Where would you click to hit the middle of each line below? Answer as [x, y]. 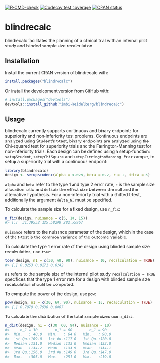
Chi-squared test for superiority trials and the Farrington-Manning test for [78, 146]
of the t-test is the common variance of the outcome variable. [66, 237]
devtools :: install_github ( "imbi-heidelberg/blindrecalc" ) [65, 104]
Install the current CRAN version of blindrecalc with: [57, 72]
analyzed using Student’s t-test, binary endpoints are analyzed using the [77, 141]
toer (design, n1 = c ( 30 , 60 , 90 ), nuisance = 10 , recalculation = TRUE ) [80, 260]
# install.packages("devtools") [37, 99]
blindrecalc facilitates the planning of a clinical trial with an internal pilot [76, 40]
